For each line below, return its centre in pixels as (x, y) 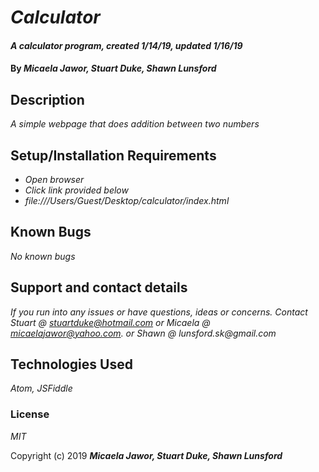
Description (47, 99)
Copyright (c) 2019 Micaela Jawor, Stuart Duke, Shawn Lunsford (146, 455)
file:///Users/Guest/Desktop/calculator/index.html (127, 200)
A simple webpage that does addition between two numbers (135, 124)
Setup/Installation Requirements (113, 155)
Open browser (54, 179)
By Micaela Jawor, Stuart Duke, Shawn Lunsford (113, 68)
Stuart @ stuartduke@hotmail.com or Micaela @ (110, 322)
